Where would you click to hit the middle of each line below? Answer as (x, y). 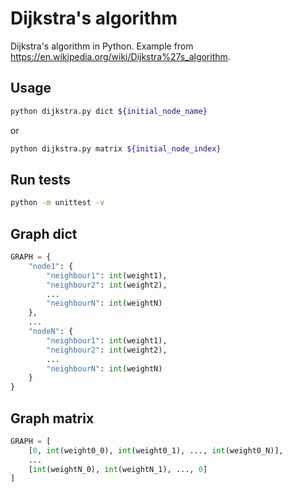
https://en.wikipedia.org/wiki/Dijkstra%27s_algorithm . (120, 56)
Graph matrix (52, 418)
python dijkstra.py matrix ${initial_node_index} (116, 148)
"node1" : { (51, 266)
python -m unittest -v (57, 203)
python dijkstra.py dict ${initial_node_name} (109, 111)
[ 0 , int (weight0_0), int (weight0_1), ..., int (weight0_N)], (156, 450)
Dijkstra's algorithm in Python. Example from (102, 46)
